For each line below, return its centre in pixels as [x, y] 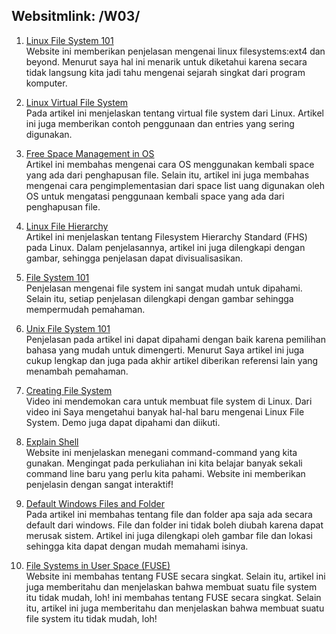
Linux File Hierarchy [67, 226]
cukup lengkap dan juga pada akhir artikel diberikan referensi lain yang [172, 360]
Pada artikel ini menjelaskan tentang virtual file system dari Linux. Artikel [174, 113]
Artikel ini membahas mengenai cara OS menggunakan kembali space [170, 164]
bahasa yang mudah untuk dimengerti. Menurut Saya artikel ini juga [165, 350]
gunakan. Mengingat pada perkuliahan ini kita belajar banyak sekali [164, 463]
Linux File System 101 [69, 40]
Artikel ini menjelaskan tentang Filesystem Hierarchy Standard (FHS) [166, 236]
